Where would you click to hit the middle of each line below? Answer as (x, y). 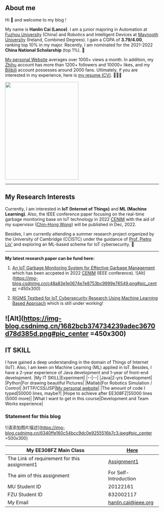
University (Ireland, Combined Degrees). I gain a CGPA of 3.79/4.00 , (74, 40)
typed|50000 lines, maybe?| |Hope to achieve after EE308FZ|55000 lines (79, 393)
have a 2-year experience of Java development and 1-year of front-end (77, 372)
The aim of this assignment (39, 476)
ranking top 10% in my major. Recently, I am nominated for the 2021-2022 (79, 45)
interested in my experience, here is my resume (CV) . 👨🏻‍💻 (63, 75)
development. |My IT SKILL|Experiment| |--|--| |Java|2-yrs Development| (79, 378)
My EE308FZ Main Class (55, 450)
